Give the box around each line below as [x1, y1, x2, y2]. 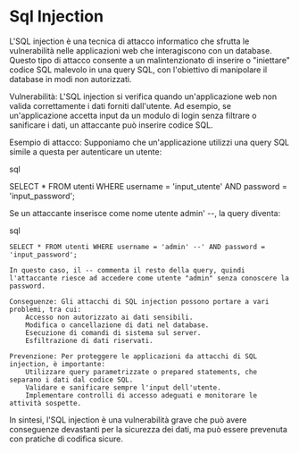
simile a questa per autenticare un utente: [9, 146, 162, 157]
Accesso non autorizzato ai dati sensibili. [25, 313, 194, 322]
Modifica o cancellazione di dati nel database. [25, 320, 210, 330]
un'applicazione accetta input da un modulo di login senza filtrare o [9, 110, 257, 121]
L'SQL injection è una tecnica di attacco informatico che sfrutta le [9, 36, 250, 46]
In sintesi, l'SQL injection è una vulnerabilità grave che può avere [9, 414, 247, 425]
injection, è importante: [9, 359, 105, 368]
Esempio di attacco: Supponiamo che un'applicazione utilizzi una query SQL [9, 137, 290, 147]
